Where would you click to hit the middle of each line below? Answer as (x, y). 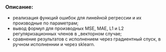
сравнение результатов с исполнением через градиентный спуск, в (87, 39)
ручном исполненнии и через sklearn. (54, 44)
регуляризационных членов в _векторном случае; (67, 34)
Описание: (19, 7)
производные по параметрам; (45, 23)
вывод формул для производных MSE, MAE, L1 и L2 (68, 28)
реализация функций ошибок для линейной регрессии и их (77, 18)
